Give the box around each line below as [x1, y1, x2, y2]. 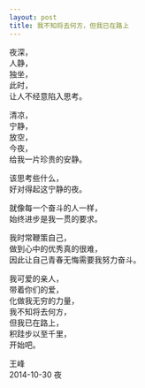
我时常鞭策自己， [9, 232, 72, 243]
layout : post [9, 12, 57, 22]
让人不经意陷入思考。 [9, 90, 87, 102]
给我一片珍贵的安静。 [9, 154, 87, 164]
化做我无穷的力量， [9, 295, 80, 306]
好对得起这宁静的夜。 [9, 183, 87, 194]
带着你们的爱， [9, 284, 64, 294]
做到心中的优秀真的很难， [9, 243, 103, 254]
